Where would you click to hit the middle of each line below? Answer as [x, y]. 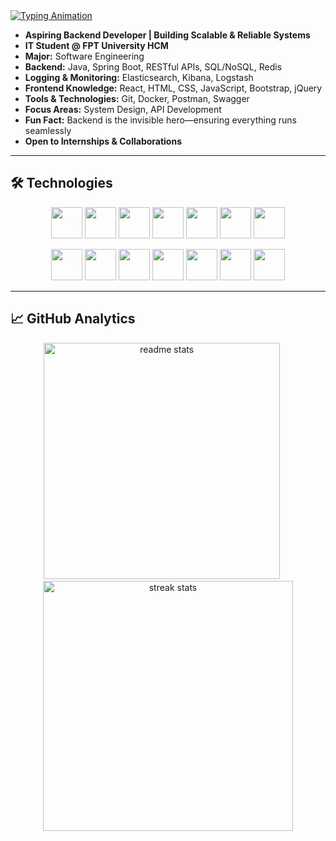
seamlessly [48, 130]
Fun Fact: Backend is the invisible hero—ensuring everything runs [160, 120]
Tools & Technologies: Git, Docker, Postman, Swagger [137, 98]
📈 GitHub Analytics [73, 319]
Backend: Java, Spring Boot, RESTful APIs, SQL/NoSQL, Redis [153, 67]
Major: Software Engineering [84, 56]
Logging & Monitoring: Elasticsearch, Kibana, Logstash [139, 77]
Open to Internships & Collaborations [103, 141]
